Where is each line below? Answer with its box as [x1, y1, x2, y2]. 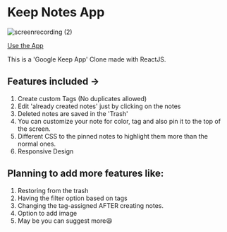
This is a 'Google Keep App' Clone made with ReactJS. [7, 54, 166, 64]
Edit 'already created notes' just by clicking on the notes [17, 102, 181, 110]
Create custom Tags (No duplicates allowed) [17, 94, 147, 103]
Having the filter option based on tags [17, 194, 128, 202]
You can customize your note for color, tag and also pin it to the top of [17, 117, 221, 125]
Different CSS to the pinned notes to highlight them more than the [17, 132, 208, 140]
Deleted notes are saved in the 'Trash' [17, 109, 128, 117]
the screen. [17, 124, 51, 133]
